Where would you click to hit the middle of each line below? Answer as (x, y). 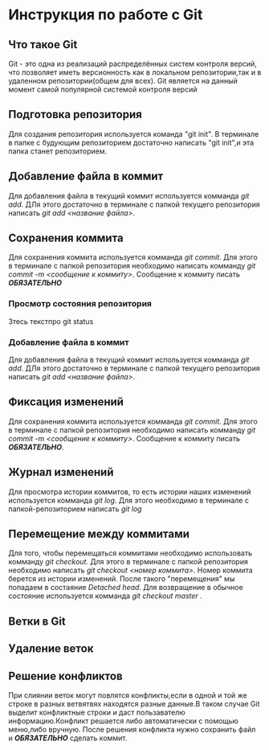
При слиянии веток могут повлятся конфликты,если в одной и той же (128, 695)
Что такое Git (43, 45)
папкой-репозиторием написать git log (75, 509)
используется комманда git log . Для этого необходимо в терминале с (128, 500)
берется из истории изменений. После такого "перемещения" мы (122, 579)
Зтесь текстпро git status (51, 321)
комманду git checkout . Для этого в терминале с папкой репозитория (128, 562)
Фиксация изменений (66, 402)
